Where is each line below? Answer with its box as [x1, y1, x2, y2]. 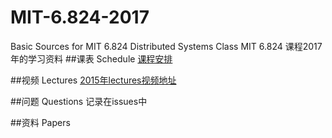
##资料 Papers [10, 116, 71, 128]
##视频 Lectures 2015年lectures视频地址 [10, 74, 177, 86]
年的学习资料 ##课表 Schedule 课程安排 [10, 52, 173, 65]
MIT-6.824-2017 [10, 6, 150, 29]
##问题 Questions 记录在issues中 [10, 95, 148, 107]
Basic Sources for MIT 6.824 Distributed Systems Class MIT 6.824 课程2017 [10, 40, 323, 52]
